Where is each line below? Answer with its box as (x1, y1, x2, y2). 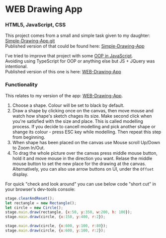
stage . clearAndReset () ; (5, 196, 55, 201)
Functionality (5, 81, 38, 88)
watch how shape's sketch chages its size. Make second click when (12, 113, 152, 119)
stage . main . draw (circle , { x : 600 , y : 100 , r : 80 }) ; (5, 224, 108, 229)
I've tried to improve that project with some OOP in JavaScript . (5, 53, 133, 59)
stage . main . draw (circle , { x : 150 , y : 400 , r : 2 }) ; (5, 215, 106, 220)
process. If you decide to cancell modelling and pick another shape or (12, 123, 156, 129)
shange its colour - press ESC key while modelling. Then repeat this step (12, 129, 162, 135)
